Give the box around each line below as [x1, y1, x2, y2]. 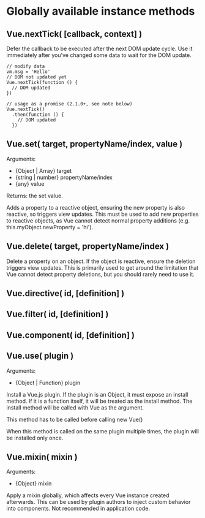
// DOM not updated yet [6, 74, 67, 80]
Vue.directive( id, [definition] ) [6, 288, 125, 299]
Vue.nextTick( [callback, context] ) [6, 29, 143, 39]
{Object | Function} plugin [15, 379, 81, 386]
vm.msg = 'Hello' [6, 69, 51, 75]
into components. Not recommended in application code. [6, 505, 150, 512]
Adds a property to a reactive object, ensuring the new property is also [6, 204, 185, 211]
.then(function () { [12, 112, 64, 118]
